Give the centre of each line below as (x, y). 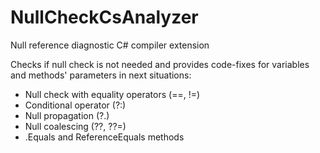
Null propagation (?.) (67, 115)
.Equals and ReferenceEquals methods (104, 137)
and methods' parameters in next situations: (101, 75)
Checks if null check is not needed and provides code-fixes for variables (160, 64)
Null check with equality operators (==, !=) (112, 94)
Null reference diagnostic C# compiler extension (110, 45)
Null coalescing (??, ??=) (75, 126)
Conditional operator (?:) (75, 105)
